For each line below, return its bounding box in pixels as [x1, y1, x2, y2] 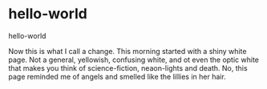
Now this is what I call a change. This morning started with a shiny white [8, 46, 247, 56]
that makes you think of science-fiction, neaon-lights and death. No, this [8, 63, 248, 72]
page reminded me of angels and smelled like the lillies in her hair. [8, 72, 226, 81]
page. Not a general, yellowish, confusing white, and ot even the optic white [8, 55, 259, 64]
